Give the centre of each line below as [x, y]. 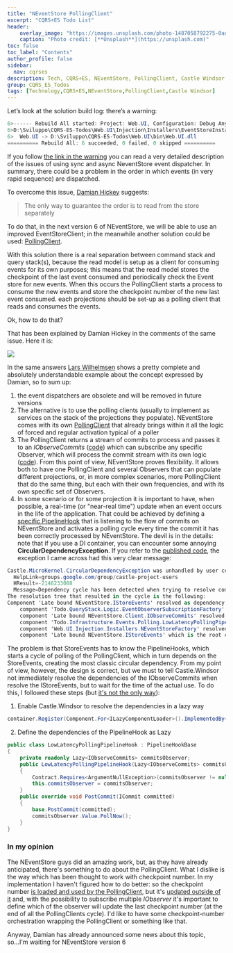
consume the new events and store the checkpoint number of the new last [113, 291]
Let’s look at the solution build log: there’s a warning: [82, 111]
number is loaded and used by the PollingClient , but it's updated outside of [114, 891]
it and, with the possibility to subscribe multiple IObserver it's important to [113, 899]
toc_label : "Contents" [40, 53]
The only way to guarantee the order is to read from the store [112, 205]
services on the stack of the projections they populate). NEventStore [115, 417]
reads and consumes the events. [54, 306]
